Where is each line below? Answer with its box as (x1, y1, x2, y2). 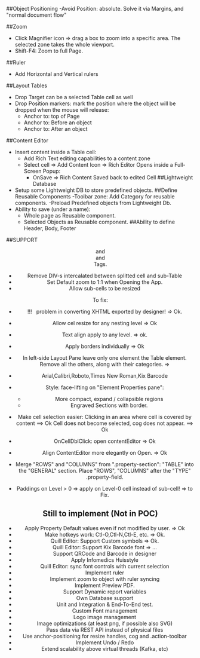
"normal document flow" (6, 11, 67, 19)
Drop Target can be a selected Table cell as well (14, 94, 133, 100)
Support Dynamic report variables (63, 588, 147, 595)
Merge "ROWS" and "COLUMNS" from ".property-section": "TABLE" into (16, 461, 194, 468)
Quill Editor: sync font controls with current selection (40, 562, 170, 570)
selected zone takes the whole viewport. (14, 41, 115, 48)
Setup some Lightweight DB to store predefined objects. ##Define (14, 186, 178, 194)
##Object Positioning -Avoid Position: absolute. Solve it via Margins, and (6, 5, 184, 12)
